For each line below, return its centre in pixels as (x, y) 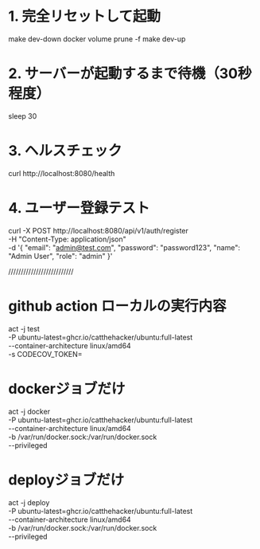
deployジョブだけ (66, 480)
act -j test (24, 328)
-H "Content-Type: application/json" (67, 239)
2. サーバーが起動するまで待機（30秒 (130, 74)
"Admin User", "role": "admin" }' (60, 256)
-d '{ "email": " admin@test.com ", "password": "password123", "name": (124, 247)
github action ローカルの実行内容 (117, 306)
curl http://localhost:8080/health (62, 173)
